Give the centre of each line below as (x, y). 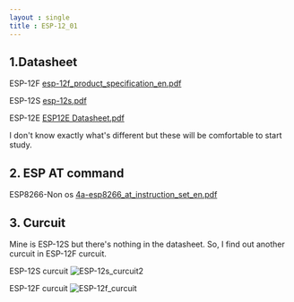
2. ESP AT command (67, 173)
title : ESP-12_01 (43, 26)
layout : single (39, 17)
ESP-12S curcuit (39, 271)
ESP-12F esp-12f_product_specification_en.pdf (95, 84)
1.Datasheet (43, 62)
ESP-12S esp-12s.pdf (48, 101)
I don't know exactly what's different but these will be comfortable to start (146, 136)
